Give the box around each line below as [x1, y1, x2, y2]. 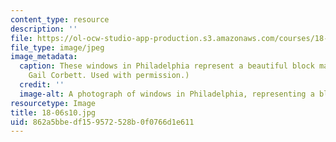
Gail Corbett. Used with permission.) [28, 71, 190, 81]
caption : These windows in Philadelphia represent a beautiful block [19, 61, 315, 71]
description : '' [10, 24, 78, 34]
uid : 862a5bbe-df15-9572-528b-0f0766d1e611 [10, 117, 195, 127]
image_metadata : [10, 52, 78, 62]
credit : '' [19, 80, 65, 90]
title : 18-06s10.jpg [10, 107, 97, 118]
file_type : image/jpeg [10, 42, 105, 53]
